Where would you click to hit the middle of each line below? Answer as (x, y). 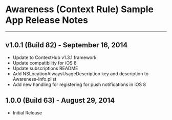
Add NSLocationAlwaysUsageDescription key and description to (81, 73)
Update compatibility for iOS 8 (45, 63)
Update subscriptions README (45, 68)
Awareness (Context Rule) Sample (79, 9)
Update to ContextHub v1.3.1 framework (55, 57)
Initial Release (27, 112)
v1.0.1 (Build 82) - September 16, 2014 (67, 45)
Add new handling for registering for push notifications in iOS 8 (79, 84)
